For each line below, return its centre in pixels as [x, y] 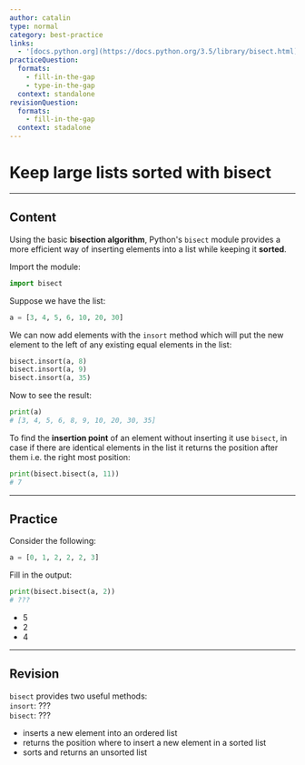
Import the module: [45, 267]
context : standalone [56, 94]
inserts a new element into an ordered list [100, 732]
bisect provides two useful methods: [79, 696]
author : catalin [40, 18]
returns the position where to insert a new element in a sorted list [144, 742]
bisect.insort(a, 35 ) [50, 378]
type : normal [34, 26]
